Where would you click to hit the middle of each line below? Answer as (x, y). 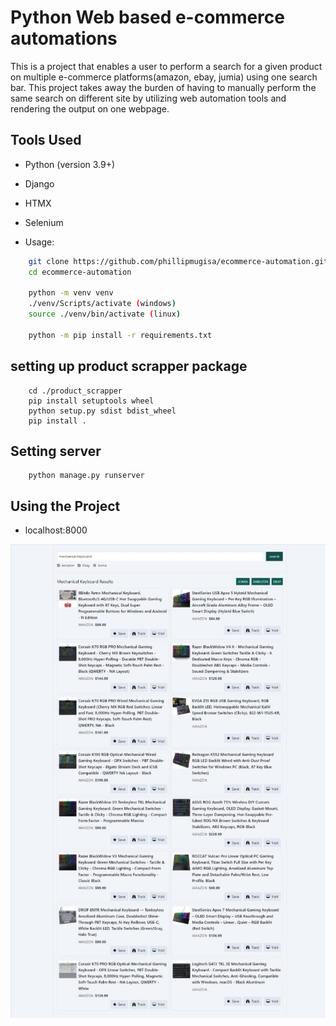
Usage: (39, 242)
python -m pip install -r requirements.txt (120, 335)
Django (39, 183)
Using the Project (65, 506)
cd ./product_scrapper (75, 391)
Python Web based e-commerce (147, 17)
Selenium (44, 222)
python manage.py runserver (86, 476)
